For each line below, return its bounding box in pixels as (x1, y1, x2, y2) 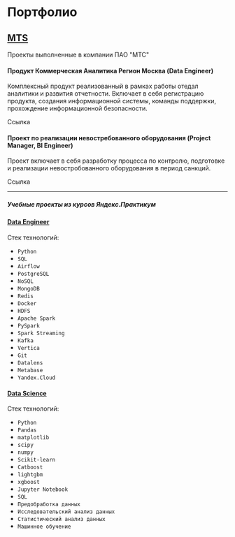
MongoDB (17, 285, 40, 292)
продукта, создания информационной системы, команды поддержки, (7, 97, 217, 105)
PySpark (17, 322, 40, 329)
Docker (17, 300, 37, 307)
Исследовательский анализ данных (17, 508, 115, 515)
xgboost (17, 479, 40, 486)
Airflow (17, 263, 40, 270)
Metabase (17, 367, 43, 374)
